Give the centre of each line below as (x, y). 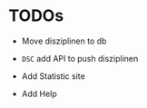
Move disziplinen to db (64, 41)
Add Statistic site (53, 76)
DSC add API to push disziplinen (80, 58)
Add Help (39, 93)
